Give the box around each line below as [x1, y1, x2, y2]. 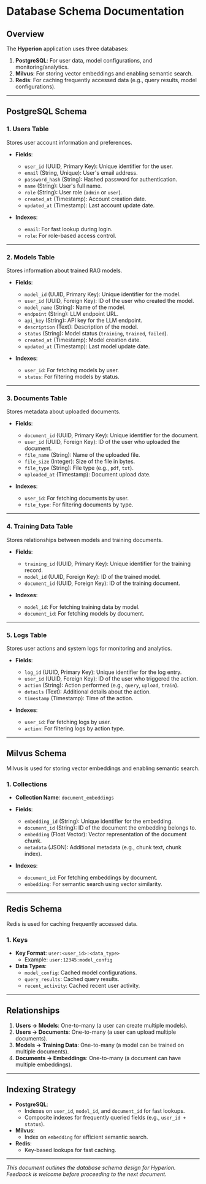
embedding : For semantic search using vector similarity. [24, 880, 162, 887]
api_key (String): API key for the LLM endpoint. [24, 316, 143, 324]
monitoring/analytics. [15, 63, 69, 71]
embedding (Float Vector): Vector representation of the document [24, 830, 187, 838]
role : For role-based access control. [24, 232, 116, 239]
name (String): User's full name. [24, 182, 102, 189]
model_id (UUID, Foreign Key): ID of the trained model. [24, 573, 161, 580]
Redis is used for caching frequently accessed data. [6, 920, 138, 927]
